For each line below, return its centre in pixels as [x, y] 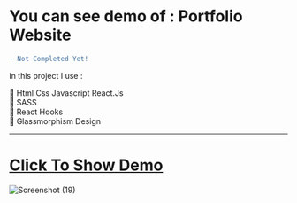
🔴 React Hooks [36, 112]
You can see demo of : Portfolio [126, 16]
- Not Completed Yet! [49, 59]
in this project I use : [46, 75]
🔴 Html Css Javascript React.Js [66, 93]
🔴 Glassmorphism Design [55, 121]
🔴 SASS [23, 102]
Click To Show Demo [86, 165]
